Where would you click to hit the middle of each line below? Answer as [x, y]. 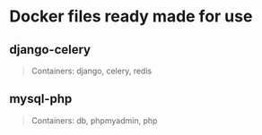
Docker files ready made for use [131, 17]
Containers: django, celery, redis [92, 71]
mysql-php [41, 99]
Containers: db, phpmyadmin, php [94, 120]
